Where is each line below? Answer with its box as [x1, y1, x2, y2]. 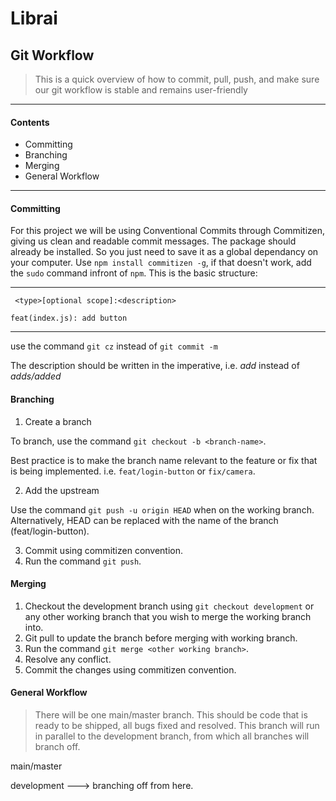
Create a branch [24, 415, 92, 427]
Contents [10, 116, 50, 128]
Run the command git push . [24, 555, 142, 567]
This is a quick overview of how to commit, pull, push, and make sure [34, 73, 320, 85]
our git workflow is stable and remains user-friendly [34, 84, 248, 96]
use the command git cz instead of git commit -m [10, 340, 218, 352]
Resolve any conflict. [24, 653, 112, 665]
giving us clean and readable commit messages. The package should [10, 235, 297, 247]
